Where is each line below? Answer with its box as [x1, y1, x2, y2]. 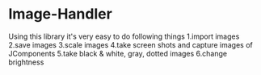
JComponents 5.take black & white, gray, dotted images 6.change [8, 48, 228, 58]
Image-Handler [8, 5, 113, 23]
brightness [8, 57, 44, 67]
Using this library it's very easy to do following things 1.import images [8, 31, 240, 41]
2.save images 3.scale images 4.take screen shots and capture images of [8, 40, 253, 49]
